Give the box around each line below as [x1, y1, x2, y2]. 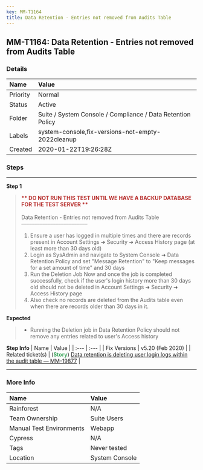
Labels [9, 132, 28, 140]
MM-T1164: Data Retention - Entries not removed [6, 37, 194, 47]
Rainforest [9, 404, 39, 412]
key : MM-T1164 [6, 8, 42, 15]
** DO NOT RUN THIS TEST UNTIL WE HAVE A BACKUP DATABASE [21, 195, 192, 202]
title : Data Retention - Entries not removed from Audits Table [6, 15, 172, 21]
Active [38, 101, 56, 109]
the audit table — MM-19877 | [6, 357, 80, 364]
